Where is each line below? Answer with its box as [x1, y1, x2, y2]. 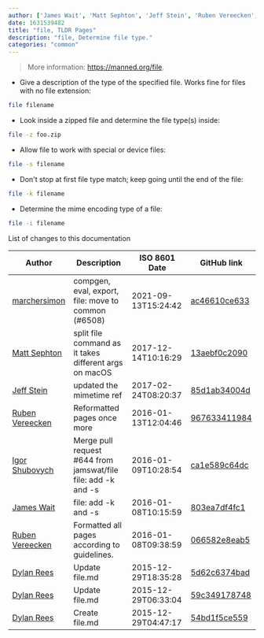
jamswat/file [73, 464, 119, 475]
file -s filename [8, 160, 65, 168]
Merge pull [73, 435, 113, 446]
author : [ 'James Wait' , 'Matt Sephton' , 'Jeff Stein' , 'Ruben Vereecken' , [8, 11, 258, 20]
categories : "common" [8, 41, 79, 49]
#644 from [73, 454, 114, 466]
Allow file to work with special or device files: [19, 145, 167, 154]
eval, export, [73, 285, 119, 296]
